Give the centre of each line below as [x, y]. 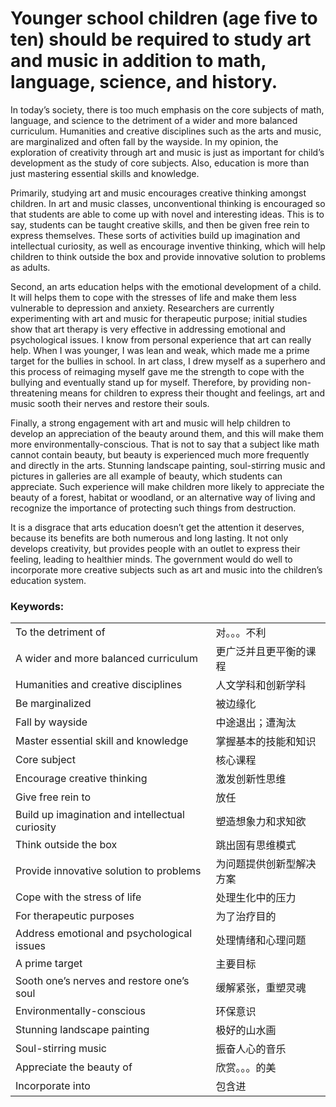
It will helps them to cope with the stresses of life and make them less [153, 297]
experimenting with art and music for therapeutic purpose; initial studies [159, 318]
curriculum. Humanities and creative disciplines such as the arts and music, [166, 131]
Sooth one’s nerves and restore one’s [102, 981]
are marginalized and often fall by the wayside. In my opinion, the [144, 141]
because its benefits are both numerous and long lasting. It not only [149, 538]
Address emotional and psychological [104, 934]
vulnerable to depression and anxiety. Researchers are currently [142, 308]
